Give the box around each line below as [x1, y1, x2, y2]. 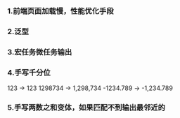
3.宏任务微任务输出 [7, 47, 72, 57]
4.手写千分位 [7, 68, 51, 78]
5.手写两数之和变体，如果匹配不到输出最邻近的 [7, 103, 165, 112]
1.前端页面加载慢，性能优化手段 [7, 6, 114, 15]
